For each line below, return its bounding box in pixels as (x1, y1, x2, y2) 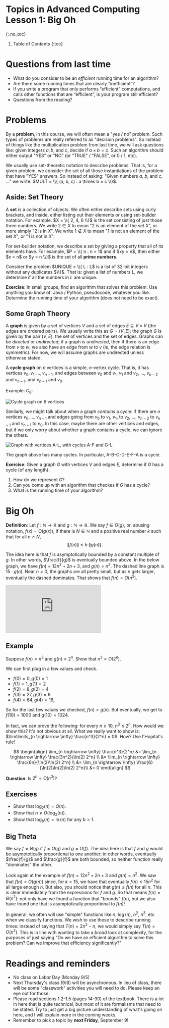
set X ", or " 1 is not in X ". (6, 233, 55, 239)
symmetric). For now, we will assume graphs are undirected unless (6, 349, 144, 355)
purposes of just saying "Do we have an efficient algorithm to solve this (6, 935, 154, 941)
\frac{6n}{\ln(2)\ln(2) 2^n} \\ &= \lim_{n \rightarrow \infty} (17, 759, 136, 765)
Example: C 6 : (6, 388, 33, 395)
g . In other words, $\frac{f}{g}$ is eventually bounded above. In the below (6, 557, 160, 563)
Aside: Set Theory (6, 193, 64, 201)
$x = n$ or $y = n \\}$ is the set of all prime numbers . (6, 253, 118, 260)
